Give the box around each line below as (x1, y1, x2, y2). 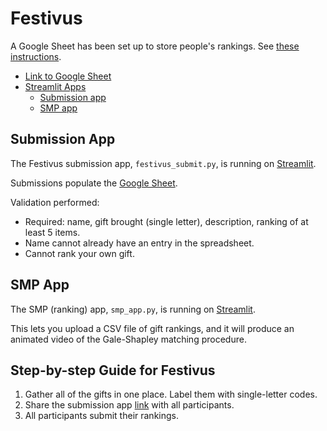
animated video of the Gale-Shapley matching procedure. (10, 333, 247, 345)
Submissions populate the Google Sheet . (10, 177, 178, 189)
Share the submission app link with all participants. (24, 399, 235, 411)
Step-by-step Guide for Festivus (10, 362, 216, 379)
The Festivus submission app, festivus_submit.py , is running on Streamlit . (10, 157, 317, 169)
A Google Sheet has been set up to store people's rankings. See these (10, 40, 300, 52)
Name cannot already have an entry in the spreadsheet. (24, 237, 255, 249)
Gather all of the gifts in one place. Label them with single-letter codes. (24, 388, 318, 401)
